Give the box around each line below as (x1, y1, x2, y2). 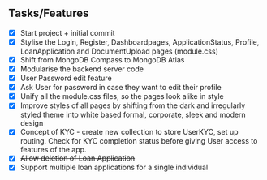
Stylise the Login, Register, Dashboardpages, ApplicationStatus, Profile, (19, 36, 260, 47)
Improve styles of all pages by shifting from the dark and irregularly (19, 101, 246, 110)
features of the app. (19, 145, 87, 155)
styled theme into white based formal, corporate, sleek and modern (19, 109, 246, 120)
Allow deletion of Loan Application (19, 153, 136, 163)
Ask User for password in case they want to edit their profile (19, 83, 222, 92)
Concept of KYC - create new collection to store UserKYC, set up (19, 127, 239, 137)
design (19, 118, 44, 128)
